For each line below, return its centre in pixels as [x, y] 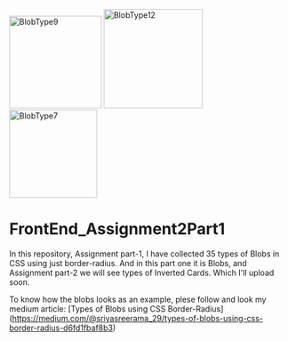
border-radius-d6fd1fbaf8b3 [61, 328]
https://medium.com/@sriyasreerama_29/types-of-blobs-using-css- [138, 318]
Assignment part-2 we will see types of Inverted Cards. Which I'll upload [142, 272]
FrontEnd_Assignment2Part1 [117, 229]
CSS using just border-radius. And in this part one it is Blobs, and [128, 263]
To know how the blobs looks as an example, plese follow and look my [138, 299]
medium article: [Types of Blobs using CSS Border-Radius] [116, 309]
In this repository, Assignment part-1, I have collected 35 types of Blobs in [144, 254]
